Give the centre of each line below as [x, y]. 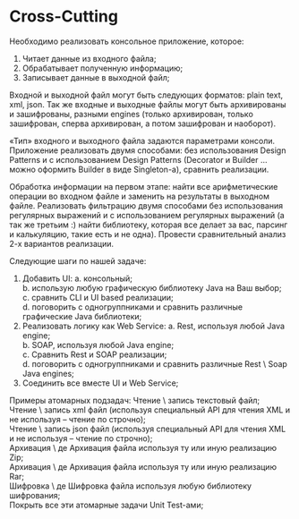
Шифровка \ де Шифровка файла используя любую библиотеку [131, 486]
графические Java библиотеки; [82, 316]
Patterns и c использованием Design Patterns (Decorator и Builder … [138, 159]
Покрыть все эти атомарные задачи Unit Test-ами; [107, 505]
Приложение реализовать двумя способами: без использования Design [148, 150]
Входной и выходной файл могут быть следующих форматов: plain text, [146, 95]
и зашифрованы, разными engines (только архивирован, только [131, 114]
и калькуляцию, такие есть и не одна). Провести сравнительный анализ [148, 234]
